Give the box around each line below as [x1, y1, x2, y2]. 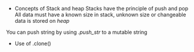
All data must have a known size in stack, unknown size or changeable [14, 11, 186, 18]
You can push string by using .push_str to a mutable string [6, 29, 147, 36]
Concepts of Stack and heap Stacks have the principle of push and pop [14, 5, 189, 12]
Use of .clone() [14, 40, 51, 47]
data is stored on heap [14, 18, 70, 24]
